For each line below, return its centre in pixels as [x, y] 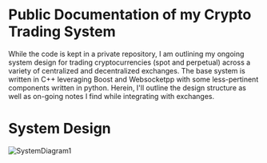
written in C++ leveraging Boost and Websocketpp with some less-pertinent [133, 79]
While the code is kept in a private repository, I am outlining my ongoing [126, 54]
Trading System [62, 32]
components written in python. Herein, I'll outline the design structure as [127, 87]
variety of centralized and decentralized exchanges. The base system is [127, 70]
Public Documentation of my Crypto [130, 15]
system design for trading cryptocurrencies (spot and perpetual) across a [130, 62]
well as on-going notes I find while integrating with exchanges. [111, 96]
